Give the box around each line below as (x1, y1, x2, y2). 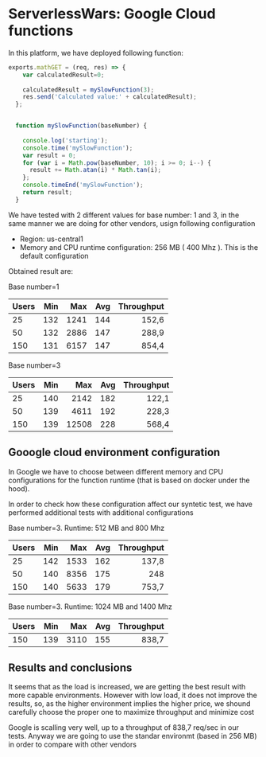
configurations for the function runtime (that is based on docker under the (8, 475, 250, 485)
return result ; (22, 189, 73, 197)
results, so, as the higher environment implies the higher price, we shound (8, 699, 251, 708)
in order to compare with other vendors (8, 739, 137, 749)
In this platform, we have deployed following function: (8, 48, 184, 57)
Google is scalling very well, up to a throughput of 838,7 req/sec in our (8, 723, 240, 732)
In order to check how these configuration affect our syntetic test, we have (8, 499, 253, 509)
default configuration (19, 251, 89, 260)
